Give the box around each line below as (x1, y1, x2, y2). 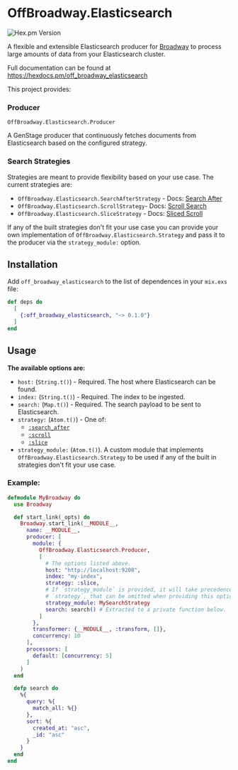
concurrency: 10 (33, 632, 81, 640)
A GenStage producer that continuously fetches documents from (7, 131, 197, 140)
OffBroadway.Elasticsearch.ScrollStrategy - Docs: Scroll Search (17, 201, 207, 210)
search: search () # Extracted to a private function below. (45, 606, 227, 613)
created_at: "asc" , (33, 725, 91, 732)
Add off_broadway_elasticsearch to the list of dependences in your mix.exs (7, 277, 228, 286)
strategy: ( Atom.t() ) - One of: (17, 415, 106, 423)
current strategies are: (7, 180, 73, 189)
